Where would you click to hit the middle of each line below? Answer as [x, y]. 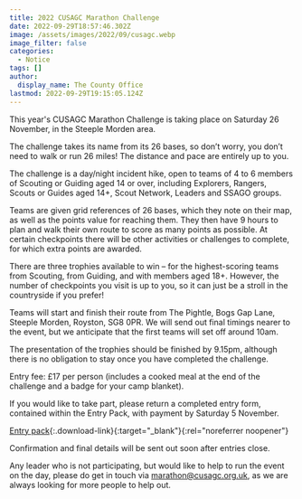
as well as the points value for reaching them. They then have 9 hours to [144, 220]
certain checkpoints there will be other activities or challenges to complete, [150, 239]
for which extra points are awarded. [76, 249]
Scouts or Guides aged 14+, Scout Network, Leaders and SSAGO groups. [146, 193]
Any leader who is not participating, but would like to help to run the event [147, 466]
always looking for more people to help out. [90, 485]
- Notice [34, 60]
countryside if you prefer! [57, 295]
